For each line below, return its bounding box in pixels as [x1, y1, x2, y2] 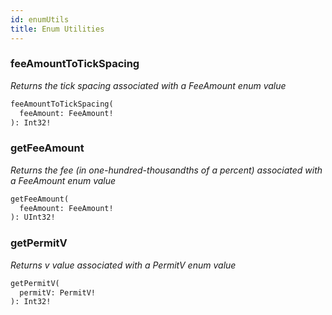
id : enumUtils [10, 14, 70, 25]
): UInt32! [10, 212, 56, 223]
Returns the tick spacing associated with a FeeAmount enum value [10, 79, 287, 91]
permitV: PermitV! [19, 287, 97, 298]
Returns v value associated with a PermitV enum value [10, 259, 237, 271]
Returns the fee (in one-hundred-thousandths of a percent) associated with [10, 164, 323, 176]
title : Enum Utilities [10, 24, 105, 34]
